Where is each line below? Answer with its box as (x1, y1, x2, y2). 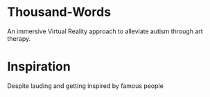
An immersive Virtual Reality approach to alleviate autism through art (7, 27, 203, 35)
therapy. (7, 34, 31, 42)
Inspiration (7, 59, 71, 75)
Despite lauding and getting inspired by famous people (7, 81, 164, 90)
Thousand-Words (7, 4, 112, 20)
